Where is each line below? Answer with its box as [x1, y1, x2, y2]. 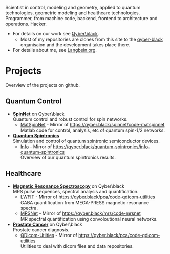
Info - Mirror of [20, 143, 52, 150]
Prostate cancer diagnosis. [12, 226, 70, 233]
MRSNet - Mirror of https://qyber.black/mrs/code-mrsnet [20, 210, 141, 216]
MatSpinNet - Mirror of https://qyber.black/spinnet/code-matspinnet [20, 121, 165, 128]
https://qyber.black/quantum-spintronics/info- [53, 143, 151, 150]
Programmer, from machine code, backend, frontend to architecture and [5, 15, 158, 21]
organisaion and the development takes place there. [20, 42, 131, 48]
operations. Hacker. [5, 21, 47, 27]
